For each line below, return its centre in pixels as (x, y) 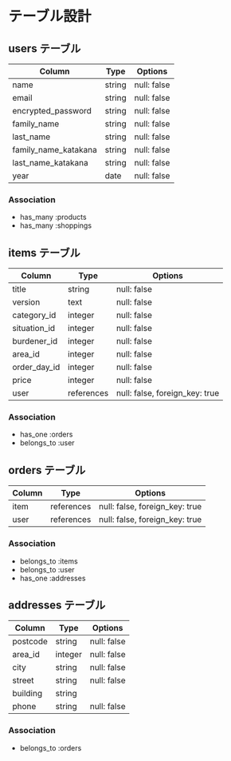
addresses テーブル (57, 605)
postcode (30, 642)
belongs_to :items (49, 561)
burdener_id (35, 341)
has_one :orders (46, 434)
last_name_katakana (51, 163)
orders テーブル (47, 470)
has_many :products (53, 217)
